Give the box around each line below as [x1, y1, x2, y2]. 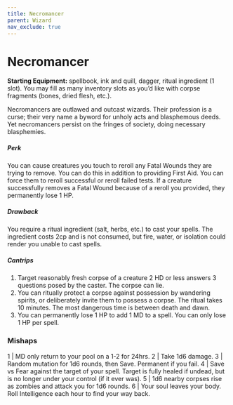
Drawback [7, 207, 39, 215]
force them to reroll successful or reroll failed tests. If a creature [7, 176, 192, 185]
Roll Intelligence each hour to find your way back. [7, 389, 151, 397]
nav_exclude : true [7, 23, 61, 30]
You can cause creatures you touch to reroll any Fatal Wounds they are [7, 161, 213, 170]
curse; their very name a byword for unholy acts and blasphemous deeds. [7, 113, 221, 121]
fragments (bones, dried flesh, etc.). [7, 92, 112, 100]
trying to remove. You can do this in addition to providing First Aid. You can [7, 169, 224, 178]
